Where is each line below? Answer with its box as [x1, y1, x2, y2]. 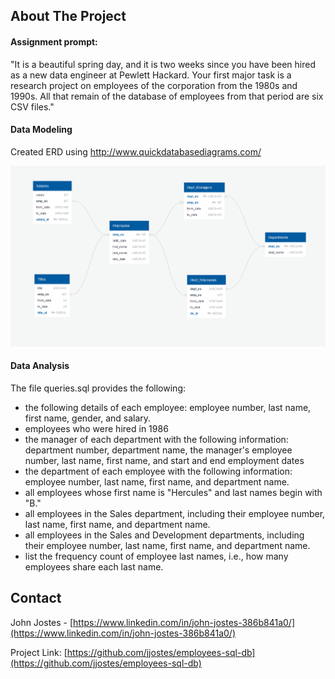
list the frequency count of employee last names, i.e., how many [24, 550, 289, 562]
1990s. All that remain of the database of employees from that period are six [10, 90, 324, 102]
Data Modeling [10, 124, 73, 136]
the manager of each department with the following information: [24, 433, 289, 445]
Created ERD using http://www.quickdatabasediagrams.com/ [10, 145, 262, 158]
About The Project [10, 8, 127, 25]
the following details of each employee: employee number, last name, [24, 401, 312, 413]
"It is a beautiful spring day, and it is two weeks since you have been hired [10, 58, 316, 70]
